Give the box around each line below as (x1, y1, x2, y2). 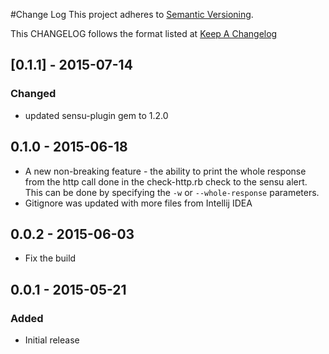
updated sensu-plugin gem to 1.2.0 (24, 109, 169, 121)
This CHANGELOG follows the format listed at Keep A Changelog (10, 28, 278, 39)
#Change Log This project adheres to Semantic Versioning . (10, 9, 254, 20)
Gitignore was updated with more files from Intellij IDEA (24, 197, 253, 209)
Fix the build (24, 252, 77, 264)
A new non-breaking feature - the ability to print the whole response (24, 165, 307, 177)
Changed (10, 87, 57, 101)
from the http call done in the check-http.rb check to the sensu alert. (24, 175, 308, 188)
